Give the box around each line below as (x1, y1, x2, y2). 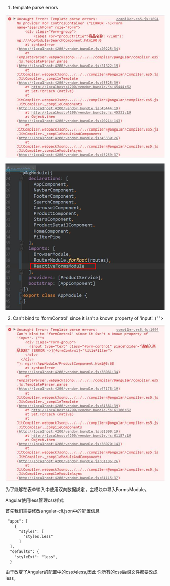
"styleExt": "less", (14, 554, 58, 559)
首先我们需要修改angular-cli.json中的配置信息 (5, 508, 100, 514)
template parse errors (12, 5, 58, 10)
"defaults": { (10, 549, 39, 554)
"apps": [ (7, 518, 28, 524)
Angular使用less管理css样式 (5, 497, 64, 503)
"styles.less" (23, 534, 53, 539)
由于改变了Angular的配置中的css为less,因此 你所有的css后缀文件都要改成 (5, 569, 158, 575)
